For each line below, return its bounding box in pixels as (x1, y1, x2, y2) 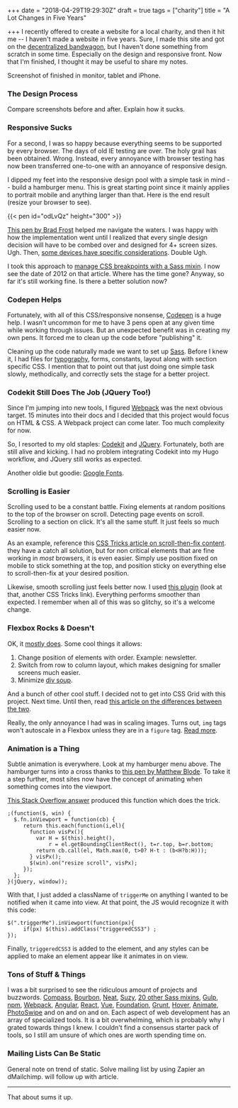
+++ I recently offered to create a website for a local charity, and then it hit (7, 28, 225, 35)
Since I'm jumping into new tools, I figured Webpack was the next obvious (7, 404, 223, 412)
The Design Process (7, 89, 78, 99)
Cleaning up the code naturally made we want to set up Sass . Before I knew (7, 347, 228, 356)
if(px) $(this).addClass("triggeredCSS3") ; (23, 926, 157, 933)
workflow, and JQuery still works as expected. (7, 455, 142, 464)
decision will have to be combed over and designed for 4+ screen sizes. (7, 241, 218, 249)
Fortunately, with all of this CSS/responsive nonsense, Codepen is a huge (7, 310, 222, 319)
